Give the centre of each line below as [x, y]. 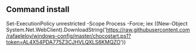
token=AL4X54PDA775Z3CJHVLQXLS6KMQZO [63, 42]
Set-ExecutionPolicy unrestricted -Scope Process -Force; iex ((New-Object [97, 23]
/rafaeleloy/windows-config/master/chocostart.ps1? [69, 36]
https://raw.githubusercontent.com [148, 30]
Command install [38, 10]
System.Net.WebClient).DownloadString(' [56, 30]
